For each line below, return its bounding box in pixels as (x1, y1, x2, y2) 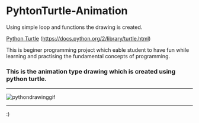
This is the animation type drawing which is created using (6, 67, 176, 75)
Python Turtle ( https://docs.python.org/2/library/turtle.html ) (6, 35, 151, 42)
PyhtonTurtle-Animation (6, 4, 129, 18)
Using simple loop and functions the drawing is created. (6, 24, 143, 31)
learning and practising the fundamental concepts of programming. (6, 52, 171, 59)
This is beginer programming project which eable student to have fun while (6, 46, 190, 54)
